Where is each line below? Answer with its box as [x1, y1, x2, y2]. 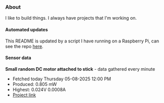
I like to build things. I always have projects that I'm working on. [5, 15, 137, 21]
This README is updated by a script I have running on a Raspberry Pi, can [5, 38, 159, 44]
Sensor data [5, 55, 31, 61]
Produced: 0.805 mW [12, 81, 57, 87]
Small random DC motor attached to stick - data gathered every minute [5, 66, 155, 72]
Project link [12, 92, 36, 98]
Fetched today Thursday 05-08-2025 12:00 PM [12, 76, 111, 82]
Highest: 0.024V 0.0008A [12, 86, 66, 92]
